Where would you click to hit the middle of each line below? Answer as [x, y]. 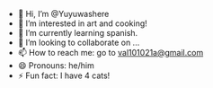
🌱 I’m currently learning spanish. [78, 33]
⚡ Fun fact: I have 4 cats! [64, 75]
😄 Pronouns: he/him [56, 66]
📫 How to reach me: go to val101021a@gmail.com [111, 53]
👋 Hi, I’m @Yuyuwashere [63, 14]
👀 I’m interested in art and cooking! [83, 23]
